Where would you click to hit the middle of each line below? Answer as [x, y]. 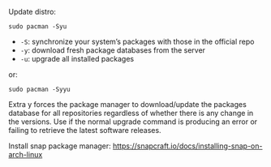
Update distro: [32, 12]
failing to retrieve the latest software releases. [85, 130]
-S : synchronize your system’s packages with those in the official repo [137, 41]
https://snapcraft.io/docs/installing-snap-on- [187, 146]
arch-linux [26, 154]
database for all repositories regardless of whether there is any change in [131, 113]
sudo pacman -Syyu [39, 89]
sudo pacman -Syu [38, 27]
